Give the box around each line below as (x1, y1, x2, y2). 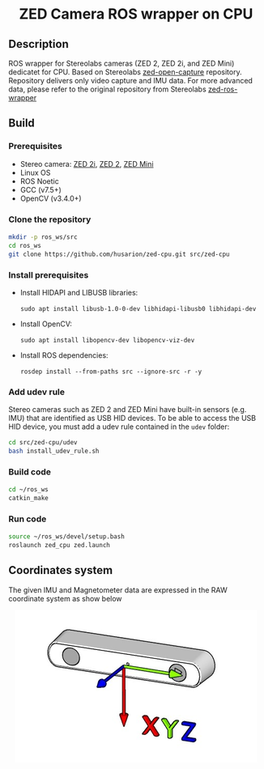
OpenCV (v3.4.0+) (19, 193, 83, 203)
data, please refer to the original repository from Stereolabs (8, 84, 207, 94)
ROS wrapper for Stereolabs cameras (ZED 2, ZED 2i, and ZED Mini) (8, 58, 235, 68)
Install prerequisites (8, 269, 89, 280)
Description (8, 37, 69, 51)
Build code (8, 466, 51, 478)
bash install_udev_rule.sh (8, 447, 100, 456)
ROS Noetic (19, 176, 59, 186)
